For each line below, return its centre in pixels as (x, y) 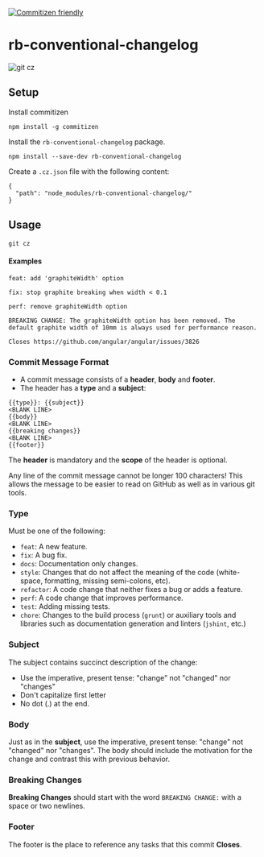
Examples (25, 261)
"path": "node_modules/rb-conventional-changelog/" (104, 193)
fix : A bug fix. (43, 555)
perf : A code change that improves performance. (101, 598)
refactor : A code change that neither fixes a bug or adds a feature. (131, 590)
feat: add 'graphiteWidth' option (66, 278)
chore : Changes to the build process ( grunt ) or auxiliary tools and (128, 615)
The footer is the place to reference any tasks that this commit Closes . (125, 844)
